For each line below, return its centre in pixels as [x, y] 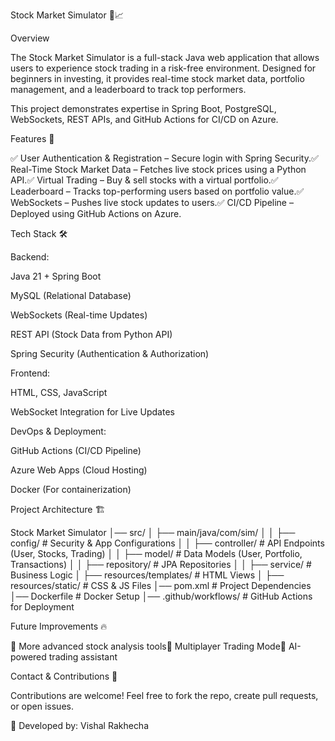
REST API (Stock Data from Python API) [91, 334]
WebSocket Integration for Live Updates [92, 412]
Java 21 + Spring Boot [56, 276]
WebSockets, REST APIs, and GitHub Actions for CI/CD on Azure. [144, 119]
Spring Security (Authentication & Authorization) [110, 353]
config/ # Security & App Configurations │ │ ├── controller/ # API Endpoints [167, 543]
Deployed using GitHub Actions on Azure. [96, 213]
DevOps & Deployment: [58, 431]
